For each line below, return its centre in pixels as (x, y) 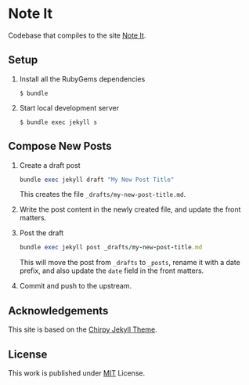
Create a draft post (50, 165)
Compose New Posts (60, 146)
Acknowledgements (58, 311)
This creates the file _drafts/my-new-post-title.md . (103, 194)
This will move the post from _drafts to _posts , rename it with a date (130, 263)
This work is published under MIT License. (77, 372)
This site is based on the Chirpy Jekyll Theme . (83, 329)
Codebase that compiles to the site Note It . (77, 35)
